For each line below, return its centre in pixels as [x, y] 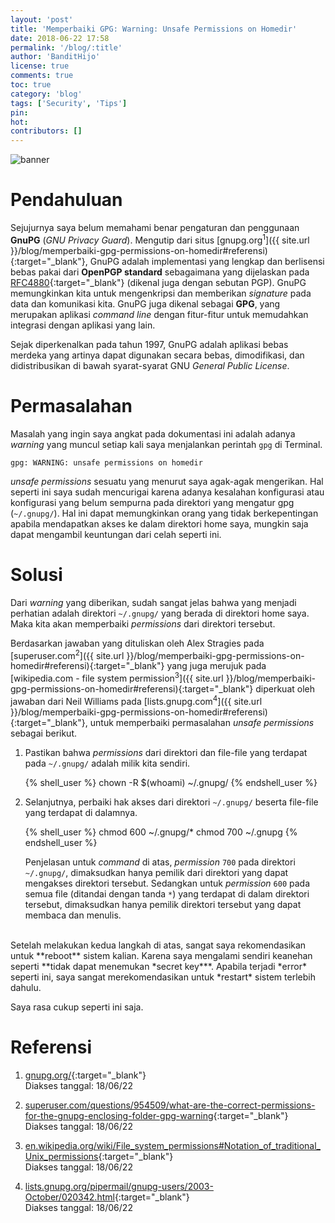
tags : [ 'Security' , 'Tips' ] [69, 103]
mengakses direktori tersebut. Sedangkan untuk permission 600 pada [167, 883]
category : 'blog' [46, 94]
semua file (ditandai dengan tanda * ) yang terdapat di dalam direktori [167, 893]
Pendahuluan [66, 200]
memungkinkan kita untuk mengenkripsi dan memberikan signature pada [161, 293]
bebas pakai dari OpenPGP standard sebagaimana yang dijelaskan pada [160, 272]
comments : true [42, 76]
